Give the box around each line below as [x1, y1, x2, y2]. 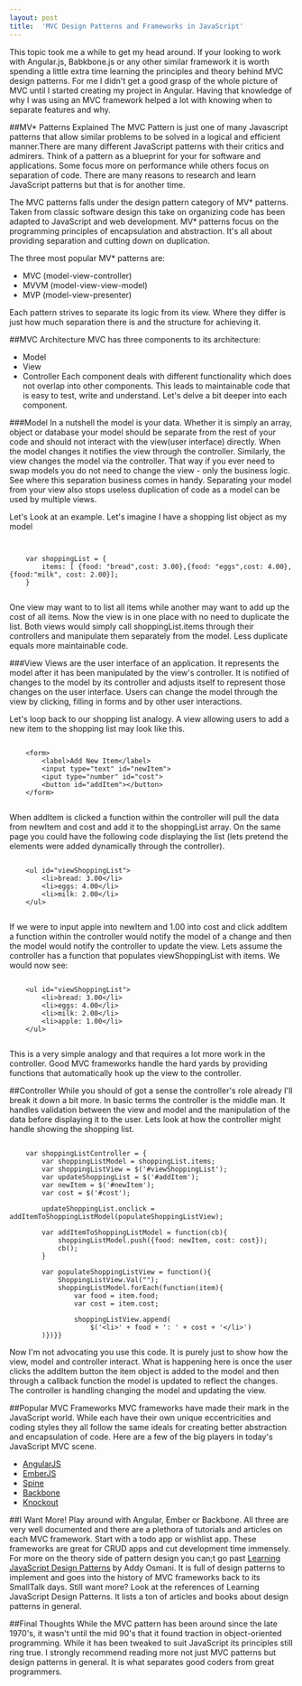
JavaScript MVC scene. [9, 1440, 97, 1451]
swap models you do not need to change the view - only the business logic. [9, 464, 290, 475]
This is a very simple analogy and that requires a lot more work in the [9, 1048, 266, 1059]
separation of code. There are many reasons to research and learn [9, 169, 257, 181]
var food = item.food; [73, 1291, 160, 1300]
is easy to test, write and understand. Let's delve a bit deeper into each [22, 389, 287, 400]
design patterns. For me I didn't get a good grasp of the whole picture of [9, 75, 279, 86]
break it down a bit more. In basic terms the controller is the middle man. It [9, 1094, 286, 1105]
